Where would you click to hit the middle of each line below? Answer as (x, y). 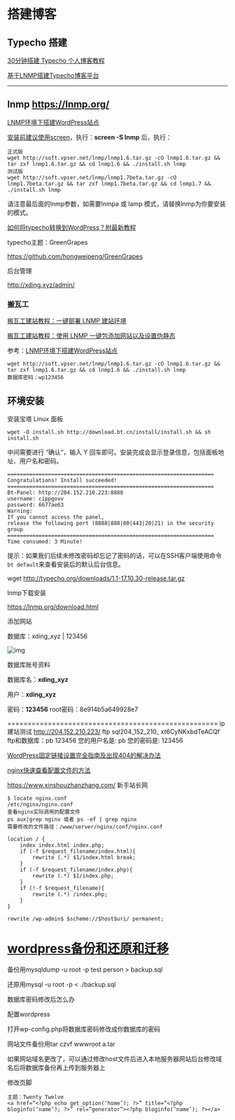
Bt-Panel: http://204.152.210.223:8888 (65, 492)
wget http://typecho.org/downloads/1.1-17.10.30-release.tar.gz (96, 578)
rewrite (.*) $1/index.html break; (84, 857)
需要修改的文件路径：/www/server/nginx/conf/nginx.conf (85, 827)
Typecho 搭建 (37, 42)
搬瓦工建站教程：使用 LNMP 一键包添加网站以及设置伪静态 (91, 336)
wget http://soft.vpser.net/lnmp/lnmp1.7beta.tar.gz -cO (92, 177)
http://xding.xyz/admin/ (41, 285)
